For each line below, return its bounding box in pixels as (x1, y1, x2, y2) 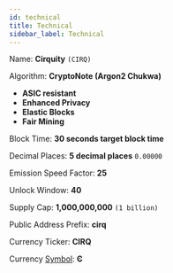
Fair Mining (21, 116, 64, 127)
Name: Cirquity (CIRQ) (9, 54, 92, 65)
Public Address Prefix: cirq (9, 219, 107, 230)
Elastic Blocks (21, 107, 75, 118)
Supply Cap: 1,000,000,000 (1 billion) (9, 202, 159, 213)
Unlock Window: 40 (9, 185, 82, 196)
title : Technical (9, 21, 73, 30)
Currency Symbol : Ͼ (9, 253, 83, 264)
